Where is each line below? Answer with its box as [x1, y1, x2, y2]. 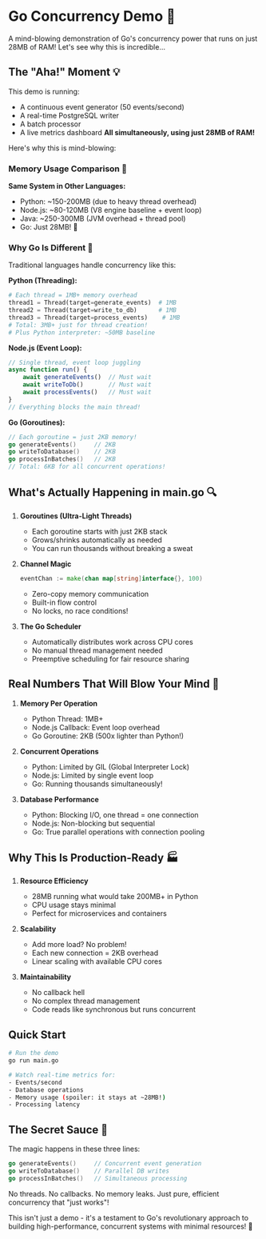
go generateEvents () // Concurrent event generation [8, 1160, 202, 1168]
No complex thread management [31, 996, 141, 1006]
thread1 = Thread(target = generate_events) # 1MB [8, 299, 177, 307]
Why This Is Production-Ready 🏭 [8, 851, 179, 865]
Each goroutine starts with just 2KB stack [31, 526, 168, 536]
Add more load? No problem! [31, 940, 127, 949]
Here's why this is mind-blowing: [8, 143, 117, 153]
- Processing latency [8, 1101, 81, 1109]
